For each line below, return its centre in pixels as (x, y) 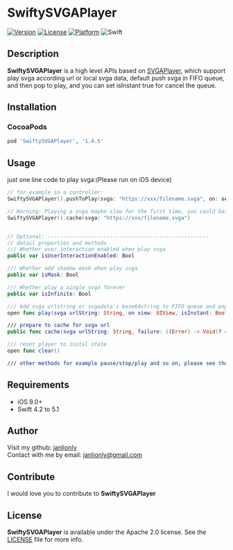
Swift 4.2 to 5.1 (38, 409)
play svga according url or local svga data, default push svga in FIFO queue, (116, 78)
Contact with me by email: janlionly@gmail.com (75, 455)
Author (23, 431)
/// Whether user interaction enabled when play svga (87, 249)
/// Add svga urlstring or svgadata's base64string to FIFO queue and (111, 306)
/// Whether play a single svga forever (67, 287)
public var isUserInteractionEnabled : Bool (71, 256)
